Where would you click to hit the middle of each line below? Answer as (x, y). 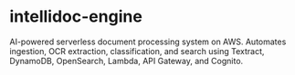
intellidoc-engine (76, 17)
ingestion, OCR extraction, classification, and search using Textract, (137, 51)
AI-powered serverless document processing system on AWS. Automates (148, 42)
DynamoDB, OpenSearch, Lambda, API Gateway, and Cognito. (126, 61)
